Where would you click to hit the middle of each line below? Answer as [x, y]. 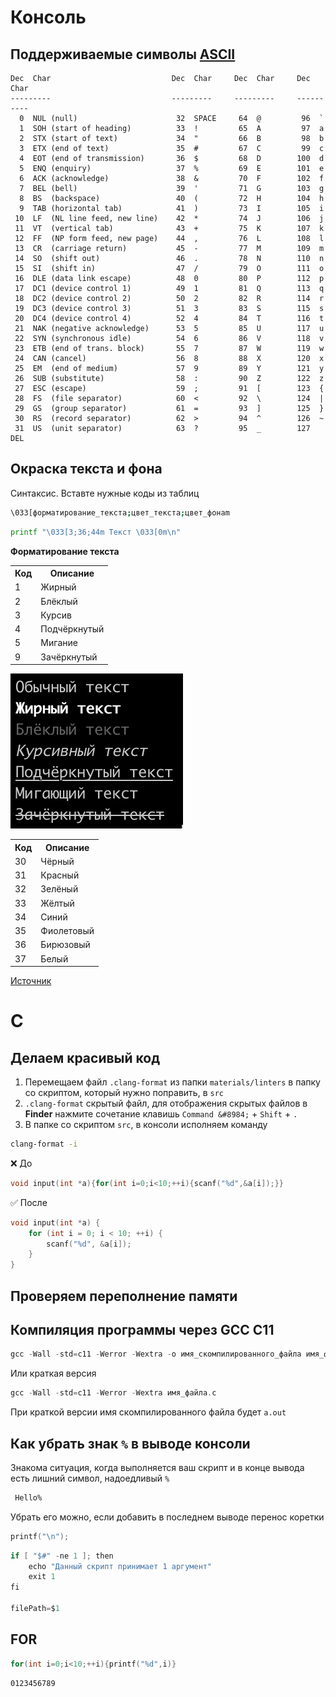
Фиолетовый [67, 931]
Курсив [56, 615]
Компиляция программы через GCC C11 [142, 1329]
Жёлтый [57, 903]
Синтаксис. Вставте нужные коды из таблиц [105, 493]
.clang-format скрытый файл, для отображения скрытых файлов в [166, 1103]
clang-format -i [44, 1144]
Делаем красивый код [85, 1057]
